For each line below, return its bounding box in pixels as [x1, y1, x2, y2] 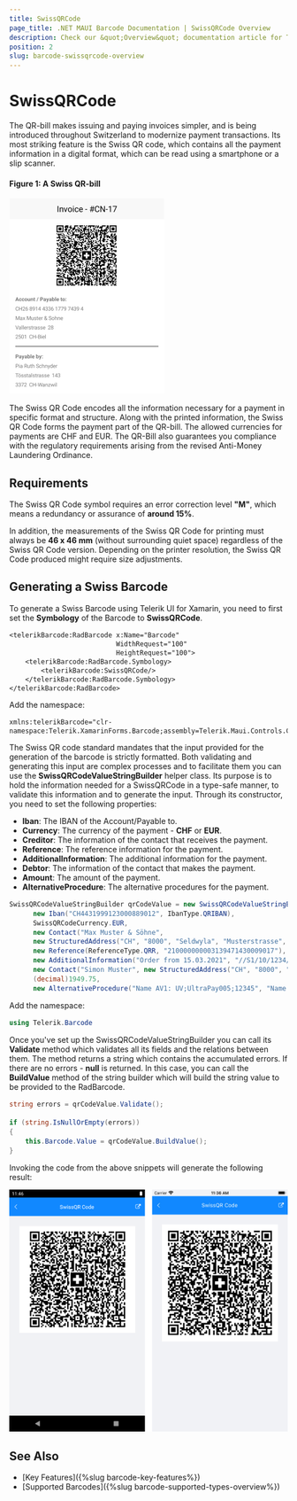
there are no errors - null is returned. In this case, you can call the [9, 1062, 249, 1073]
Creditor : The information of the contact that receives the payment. [21, 834, 268, 845]
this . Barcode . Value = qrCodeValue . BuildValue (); [25, 1137, 208, 1147]
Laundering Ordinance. [9, 450, 93, 461]
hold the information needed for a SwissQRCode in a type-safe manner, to [9, 780, 279, 790]
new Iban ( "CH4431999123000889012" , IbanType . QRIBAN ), [32, 909, 236, 918]
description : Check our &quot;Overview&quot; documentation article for [9, 33, 283, 42]
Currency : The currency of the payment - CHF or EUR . [21, 825, 223, 836]
